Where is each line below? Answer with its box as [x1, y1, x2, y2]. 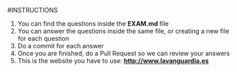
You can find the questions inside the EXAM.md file [17, 20, 169, 27]
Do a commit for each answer [17, 42, 104, 50]
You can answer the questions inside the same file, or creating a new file [17, 27, 230, 35]
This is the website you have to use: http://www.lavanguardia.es [17, 57, 209, 65]
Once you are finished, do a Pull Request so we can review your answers [17, 49, 230, 57]
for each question [17, 34, 69, 43]
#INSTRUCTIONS [7, 6, 58, 14]
